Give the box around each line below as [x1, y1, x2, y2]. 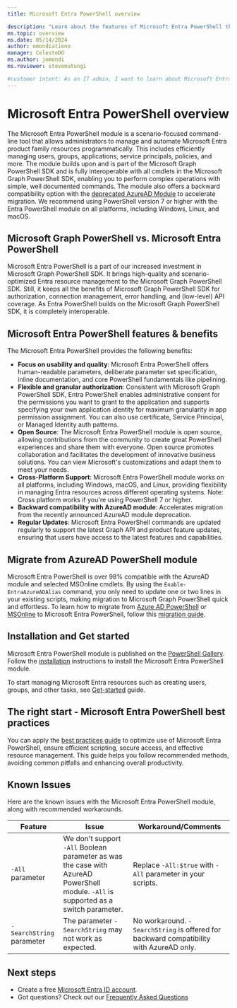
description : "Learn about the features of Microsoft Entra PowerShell [7, 23, 222, 30]
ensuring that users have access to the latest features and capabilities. [17, 533, 224, 542]
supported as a [63, 896, 114, 905]
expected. [63, 942, 97, 952]
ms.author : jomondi [7, 56, 65, 64]
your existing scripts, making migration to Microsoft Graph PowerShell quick [7, 595, 229, 603]
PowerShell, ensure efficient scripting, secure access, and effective [7, 743, 204, 752]
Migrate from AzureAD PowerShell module [7, 553, 197, 566]
